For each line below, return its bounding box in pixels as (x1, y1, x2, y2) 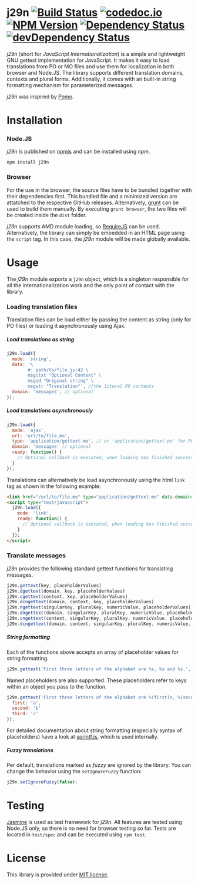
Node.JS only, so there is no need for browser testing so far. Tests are (6, 825, 176, 832)
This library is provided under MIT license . (6, 871, 109, 878)
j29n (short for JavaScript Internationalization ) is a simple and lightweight (6, 50, 186, 57)
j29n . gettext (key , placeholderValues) (6, 583, 102, 589)
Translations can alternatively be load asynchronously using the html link (6, 476, 185, 483)
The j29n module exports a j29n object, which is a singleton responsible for (6, 275, 189, 283)
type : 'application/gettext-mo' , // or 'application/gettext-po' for (12, 438, 186, 444)
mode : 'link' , (17, 510, 52, 516)
